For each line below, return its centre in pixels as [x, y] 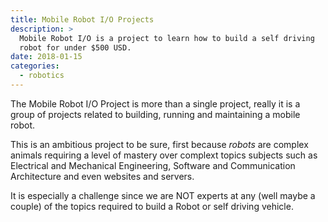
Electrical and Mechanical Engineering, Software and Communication [153, 165]
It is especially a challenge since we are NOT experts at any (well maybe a [163, 195]
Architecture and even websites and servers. [102, 176]
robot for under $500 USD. [75, 47]
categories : [35, 66]
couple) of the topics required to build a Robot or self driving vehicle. [152, 206]
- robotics [42, 76]
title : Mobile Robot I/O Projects [82, 19]
